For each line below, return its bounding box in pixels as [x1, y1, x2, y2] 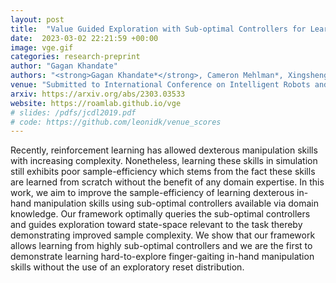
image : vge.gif [10, 42, 74, 53]
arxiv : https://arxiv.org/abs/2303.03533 [10, 89, 186, 99]
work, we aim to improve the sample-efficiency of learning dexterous [10, 187, 295, 199]
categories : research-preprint [10, 52, 141, 62]
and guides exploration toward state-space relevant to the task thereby [10, 219, 303, 231]
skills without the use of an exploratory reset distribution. [10, 261, 245, 273]
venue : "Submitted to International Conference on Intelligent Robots [10, 80, 311, 90]
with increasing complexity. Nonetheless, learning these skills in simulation [10, 155, 318, 167]
